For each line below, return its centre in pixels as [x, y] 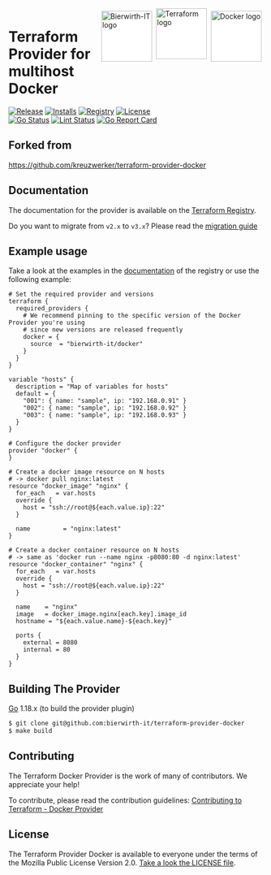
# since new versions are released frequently [103, 330]
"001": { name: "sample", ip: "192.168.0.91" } [105, 401]
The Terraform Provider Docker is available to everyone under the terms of [133, 854]
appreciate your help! [44, 784]
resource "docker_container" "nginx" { [76, 565]
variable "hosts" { [41, 380]
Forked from [40, 145]
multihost [41, 71]
